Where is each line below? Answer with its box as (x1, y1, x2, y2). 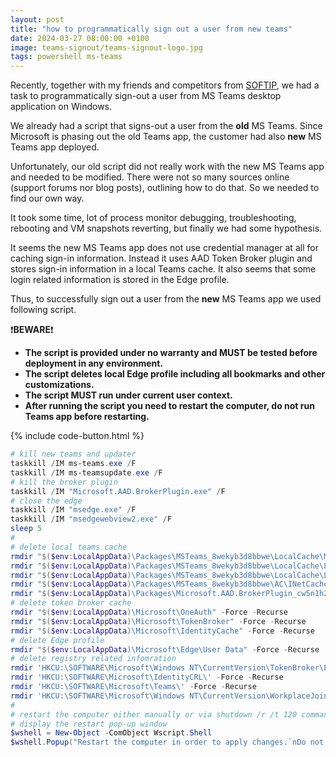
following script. (10, 304, 77, 316)
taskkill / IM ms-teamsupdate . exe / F (10, 467, 163, 478)
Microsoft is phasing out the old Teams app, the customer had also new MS (10, 131, 322, 143)
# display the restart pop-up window (10, 719, 168, 729)
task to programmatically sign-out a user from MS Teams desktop (10, 90, 282, 102)
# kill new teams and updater (10, 449, 137, 460)
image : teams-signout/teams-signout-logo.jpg (10, 42, 203, 53)
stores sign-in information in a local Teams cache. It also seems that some (10, 263, 317, 275)
